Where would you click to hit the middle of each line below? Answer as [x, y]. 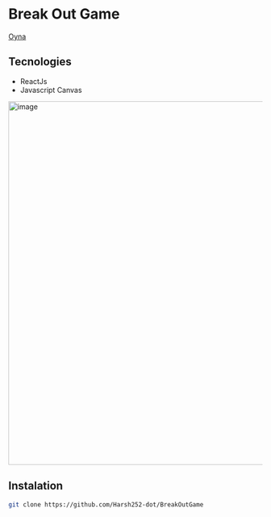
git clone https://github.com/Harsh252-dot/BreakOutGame [106, 504]
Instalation [35, 486]
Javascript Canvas [51, 90]
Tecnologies [40, 62]
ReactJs [33, 81]
